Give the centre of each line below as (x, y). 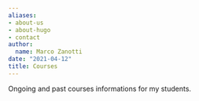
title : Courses (33, 67)
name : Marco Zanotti (49, 52)
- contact (24, 37)
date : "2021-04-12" (40, 60)
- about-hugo (29, 30)
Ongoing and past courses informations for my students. (99, 88)
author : (21, 45)
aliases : (22, 15)
